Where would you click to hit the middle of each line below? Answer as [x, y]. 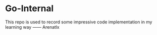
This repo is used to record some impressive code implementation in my [79, 22]
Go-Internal [29, 9]
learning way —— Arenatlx [32, 27]
